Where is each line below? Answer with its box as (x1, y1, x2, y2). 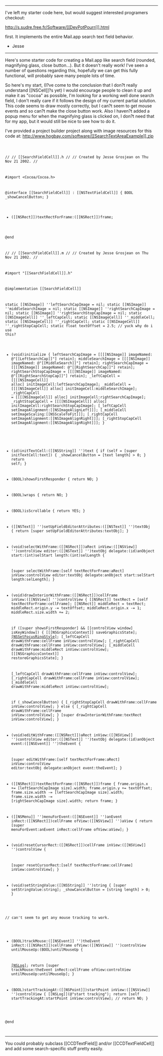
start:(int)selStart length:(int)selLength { (11, 553, 105, 558)
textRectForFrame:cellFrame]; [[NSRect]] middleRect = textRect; (11, 602, 147, 606)
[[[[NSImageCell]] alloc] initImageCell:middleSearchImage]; (11, 386, 137, 391)
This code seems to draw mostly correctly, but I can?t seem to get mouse (5, 103, 152, 109)
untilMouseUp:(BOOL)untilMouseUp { (11, 947, 83, 952)
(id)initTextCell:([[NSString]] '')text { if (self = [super (11, 448, 137, 453)
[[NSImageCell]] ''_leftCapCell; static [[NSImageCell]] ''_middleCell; (5, 315, 155, 320)
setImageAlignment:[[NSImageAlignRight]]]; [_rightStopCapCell (11, 416, 142, 421)
